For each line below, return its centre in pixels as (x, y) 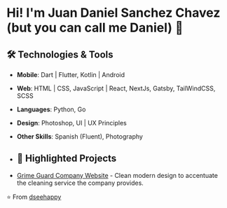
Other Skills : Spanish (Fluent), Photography (80, 137)
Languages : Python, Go (51, 109)
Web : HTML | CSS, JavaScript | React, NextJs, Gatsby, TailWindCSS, (116, 88)
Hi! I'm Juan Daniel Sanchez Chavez (113, 13)
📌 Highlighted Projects (67, 159)
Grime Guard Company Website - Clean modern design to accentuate (117, 175)
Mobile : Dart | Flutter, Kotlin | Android (71, 75)
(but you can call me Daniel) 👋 (95, 28)
